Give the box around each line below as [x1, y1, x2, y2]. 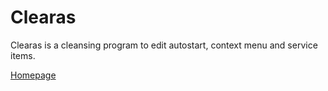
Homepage [10, 69, 57, 81]
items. [10, 49, 36, 61]
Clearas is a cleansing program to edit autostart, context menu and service [10, 39, 318, 51]
